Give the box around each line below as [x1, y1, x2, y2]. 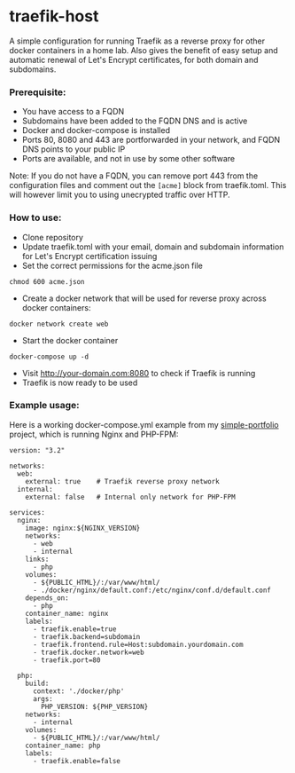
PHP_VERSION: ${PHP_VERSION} [41, 702, 149, 711]
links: [25, 555, 50, 564]
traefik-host [9, 6, 99, 27]
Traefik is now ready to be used [21, 377, 138, 388]
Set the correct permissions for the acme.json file [21, 260, 204, 271]
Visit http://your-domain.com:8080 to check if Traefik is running [21, 367, 256, 378]
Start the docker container [21, 335, 119, 345]
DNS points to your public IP [21, 144, 126, 154]
